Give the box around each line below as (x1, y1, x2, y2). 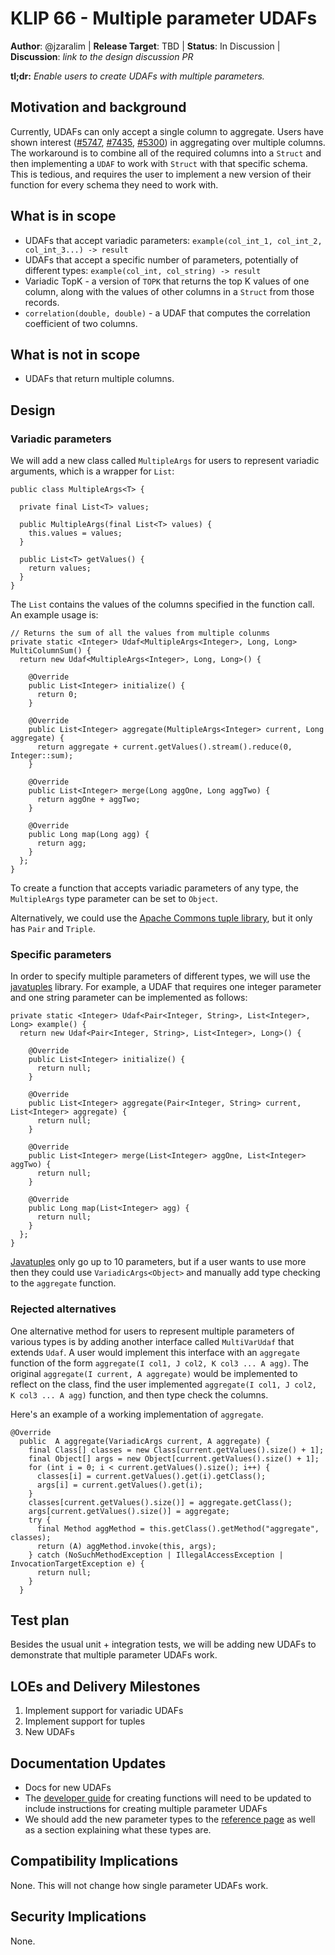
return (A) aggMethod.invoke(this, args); (36, 1541, 217, 1551)
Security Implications (10, 1908, 147, 1926)
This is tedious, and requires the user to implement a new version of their (10, 168, 312, 180)
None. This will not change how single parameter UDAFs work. (10, 1879, 269, 1891)
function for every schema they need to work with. (10, 178, 219, 191)
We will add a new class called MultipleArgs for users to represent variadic (10, 455, 320, 467)
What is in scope (10, 208, 117, 225)
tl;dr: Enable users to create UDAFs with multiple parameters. (10, 70, 265, 82)
